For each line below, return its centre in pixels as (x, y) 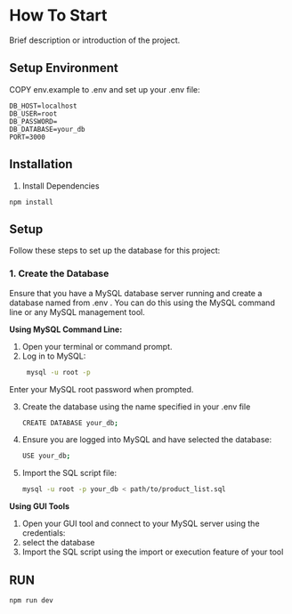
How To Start (58, 16)
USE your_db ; (46, 456)
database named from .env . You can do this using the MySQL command (142, 303)
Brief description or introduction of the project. (95, 40)
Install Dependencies (61, 186)
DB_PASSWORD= (33, 121)
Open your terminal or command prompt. (97, 346)
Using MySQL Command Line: (66, 329)
